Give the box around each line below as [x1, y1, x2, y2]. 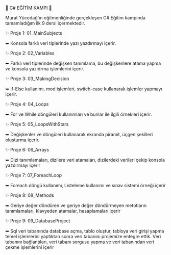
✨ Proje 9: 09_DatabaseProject [5, 218, 70, 224]
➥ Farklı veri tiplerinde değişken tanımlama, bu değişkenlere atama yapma [5, 60, 161, 66]
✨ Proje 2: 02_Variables [5, 50, 55, 56]
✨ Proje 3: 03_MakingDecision [5, 75, 69, 82]
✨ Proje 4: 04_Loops [5, 101, 49, 107]
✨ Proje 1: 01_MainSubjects [5, 30, 62, 36]
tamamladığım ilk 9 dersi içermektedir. [5, 20, 86, 26]
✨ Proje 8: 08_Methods [5, 192, 55, 198]
